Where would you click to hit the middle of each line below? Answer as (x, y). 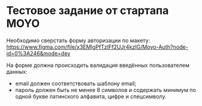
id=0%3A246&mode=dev (39, 53)
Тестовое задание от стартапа (88, 11)
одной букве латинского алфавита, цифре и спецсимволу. (91, 96)
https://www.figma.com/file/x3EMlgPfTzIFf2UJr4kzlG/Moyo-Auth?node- (97, 47)
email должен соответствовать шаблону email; (76, 83)
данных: (17, 71)
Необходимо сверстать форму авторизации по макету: (78, 40)
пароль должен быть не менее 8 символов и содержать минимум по (106, 90)
